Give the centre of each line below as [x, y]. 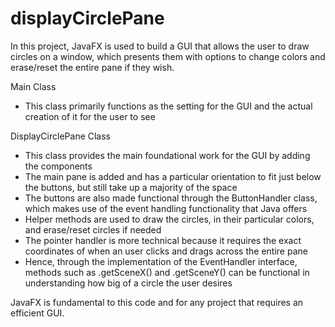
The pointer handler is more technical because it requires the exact [163, 240]
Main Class [33, 86]
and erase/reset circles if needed [93, 229]
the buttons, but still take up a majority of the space [131, 187]
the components [58, 166]
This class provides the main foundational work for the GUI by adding [167, 155]
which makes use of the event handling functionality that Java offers [166, 208]
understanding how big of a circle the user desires [128, 283]
